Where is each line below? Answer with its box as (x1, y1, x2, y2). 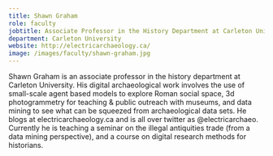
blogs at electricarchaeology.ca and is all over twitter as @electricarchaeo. (8, 115, 258, 124)
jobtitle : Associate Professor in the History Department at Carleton (8, 27, 253, 35)
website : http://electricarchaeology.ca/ (8, 42, 151, 50)
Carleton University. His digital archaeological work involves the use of (8, 80, 245, 90)
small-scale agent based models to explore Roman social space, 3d (8, 89, 235, 98)
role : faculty (8, 19, 57, 27)
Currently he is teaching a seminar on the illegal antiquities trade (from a (8, 123, 250, 133)
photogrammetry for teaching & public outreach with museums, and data (8, 98, 252, 107)
